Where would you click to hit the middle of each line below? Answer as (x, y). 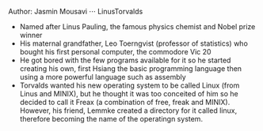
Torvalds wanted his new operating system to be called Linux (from (130, 85)
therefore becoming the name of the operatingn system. (111, 119)
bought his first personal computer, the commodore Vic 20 (115, 52)
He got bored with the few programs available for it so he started (125, 60)
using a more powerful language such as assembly (103, 77)
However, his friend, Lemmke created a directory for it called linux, (128, 110)
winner (31, 35)
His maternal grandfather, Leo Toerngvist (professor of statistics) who (133, 43)
